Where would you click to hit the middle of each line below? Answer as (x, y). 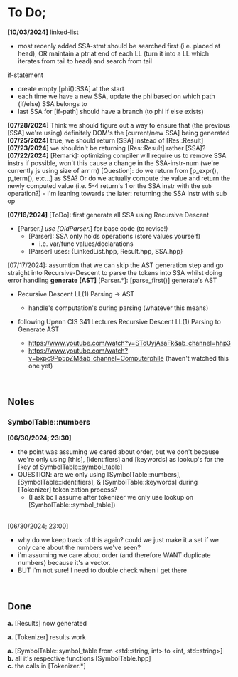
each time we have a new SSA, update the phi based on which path (116, 96)
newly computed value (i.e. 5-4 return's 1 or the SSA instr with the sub (109, 185)
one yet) (40, 366)
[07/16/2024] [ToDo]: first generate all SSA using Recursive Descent (108, 215)
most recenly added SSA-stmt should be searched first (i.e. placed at (119, 46)
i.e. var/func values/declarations (86, 244)
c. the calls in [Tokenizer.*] (47, 666)
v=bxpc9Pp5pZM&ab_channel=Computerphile (96, 358)
